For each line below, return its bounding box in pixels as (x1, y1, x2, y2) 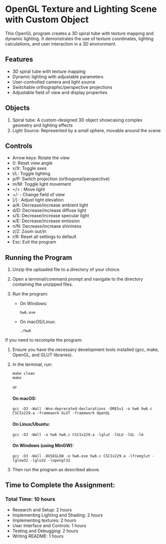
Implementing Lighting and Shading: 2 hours (12, 512, 103, 518)
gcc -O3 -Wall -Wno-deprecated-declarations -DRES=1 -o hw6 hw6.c (12, 406, 153, 411)
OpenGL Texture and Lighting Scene (5, 3, 157, 15)
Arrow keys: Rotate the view (12, 155, 70, 161)
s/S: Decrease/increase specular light (12, 213, 89, 219)
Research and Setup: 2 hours (12, 507, 72, 513)
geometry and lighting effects (12, 122, 73, 128)
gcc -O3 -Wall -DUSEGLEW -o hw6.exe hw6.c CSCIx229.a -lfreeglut (12, 453, 150, 458)
